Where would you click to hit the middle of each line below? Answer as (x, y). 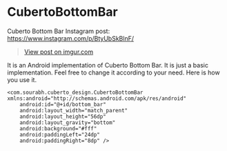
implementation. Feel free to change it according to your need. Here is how (113, 72)
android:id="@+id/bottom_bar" (63, 104)
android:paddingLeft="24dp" (60, 134)
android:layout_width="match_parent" (74, 110)
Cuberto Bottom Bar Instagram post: (59, 31)
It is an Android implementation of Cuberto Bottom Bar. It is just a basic (108, 65)
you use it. (22, 79)
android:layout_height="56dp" (63, 117)
